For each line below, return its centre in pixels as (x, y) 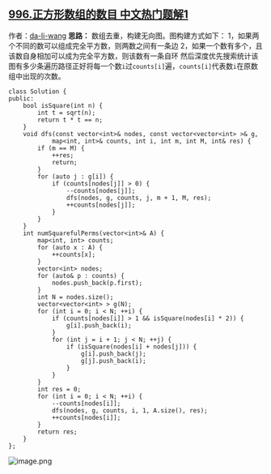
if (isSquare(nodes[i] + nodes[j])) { (131, 347)
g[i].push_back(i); (99, 325)
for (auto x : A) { (70, 247)
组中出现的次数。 (37, 76)
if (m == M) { (61, 148)
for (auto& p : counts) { (81, 275)
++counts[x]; (73, 254)
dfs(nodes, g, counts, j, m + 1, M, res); (139, 198)
